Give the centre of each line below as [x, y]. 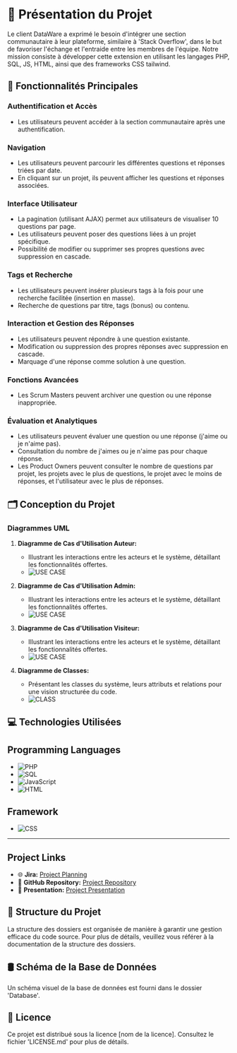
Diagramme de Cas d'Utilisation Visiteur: [78, 629]
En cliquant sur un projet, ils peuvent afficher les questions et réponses [121, 178]
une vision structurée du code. [73, 692]
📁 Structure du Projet [54, 912]
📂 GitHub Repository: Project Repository [77, 882]
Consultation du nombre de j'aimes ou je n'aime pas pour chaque [113, 451]
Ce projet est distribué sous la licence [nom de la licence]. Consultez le [110, 1035]
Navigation [26, 148]
